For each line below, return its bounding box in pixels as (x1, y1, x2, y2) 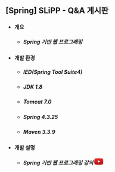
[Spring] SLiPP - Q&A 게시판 (5, 5, 108, 16)
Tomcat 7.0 (23, 98, 52, 105)
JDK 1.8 (23, 83, 43, 90)
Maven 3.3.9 (23, 129, 56, 136)
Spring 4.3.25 (23, 113, 58, 120)
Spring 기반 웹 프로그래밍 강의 (23, 160, 94, 167)
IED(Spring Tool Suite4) (23, 68, 83, 76)
